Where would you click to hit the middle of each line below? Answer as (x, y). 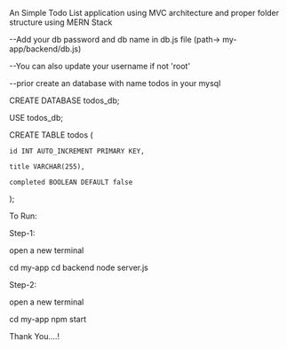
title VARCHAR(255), (48, 167)
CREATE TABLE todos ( (51, 135)
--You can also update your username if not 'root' (100, 66)
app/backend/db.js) (45, 49)
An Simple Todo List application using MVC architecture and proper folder (144, 13)
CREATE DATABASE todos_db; (64, 100)
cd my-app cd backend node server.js (79, 267)
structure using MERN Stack (61, 22)
